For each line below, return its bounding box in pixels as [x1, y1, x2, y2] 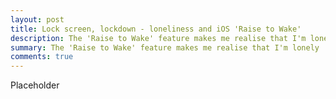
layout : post [10, 14, 65, 25]
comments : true [10, 52, 74, 62]
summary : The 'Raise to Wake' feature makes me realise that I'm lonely [10, 42, 320, 53]
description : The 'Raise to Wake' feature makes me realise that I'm [10, 33, 307, 43]
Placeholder [10, 79, 60, 91]
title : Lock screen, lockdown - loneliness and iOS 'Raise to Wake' [10, 24, 302, 34]
